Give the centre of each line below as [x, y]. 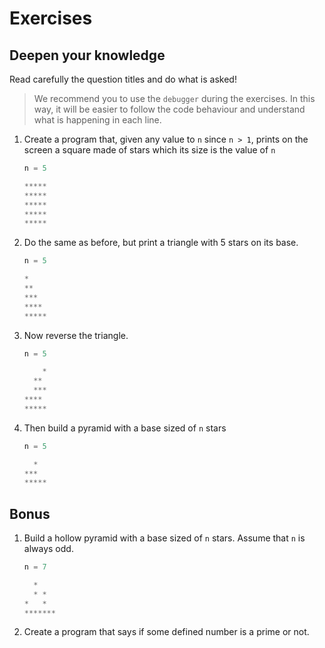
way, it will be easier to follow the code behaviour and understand [169, 109]
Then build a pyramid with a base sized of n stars [125, 428]
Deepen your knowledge [87, 55]
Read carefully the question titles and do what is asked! [123, 79]
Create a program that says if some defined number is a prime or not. [166, 632]
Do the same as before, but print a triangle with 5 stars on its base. [161, 243]
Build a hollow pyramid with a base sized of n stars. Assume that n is [164, 538]
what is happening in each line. [97, 120]
